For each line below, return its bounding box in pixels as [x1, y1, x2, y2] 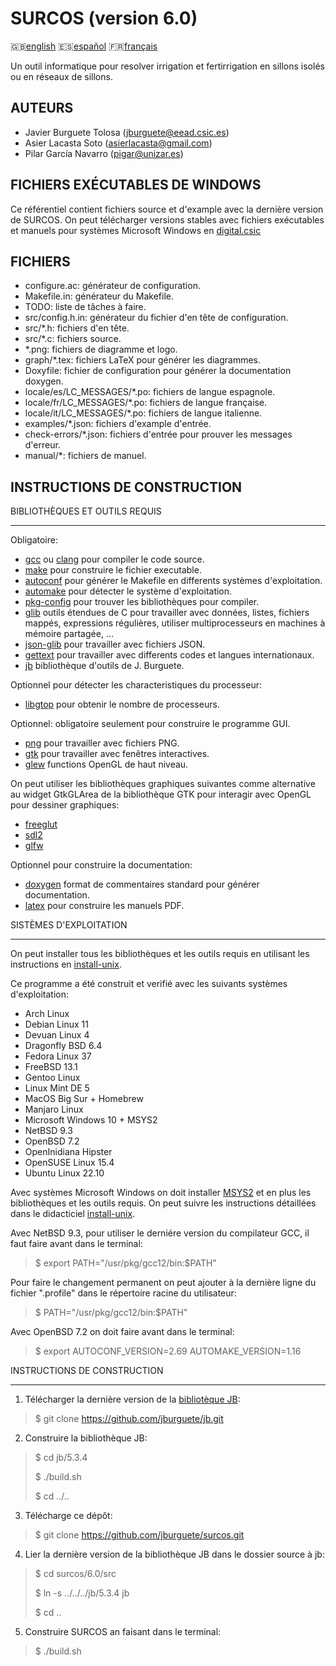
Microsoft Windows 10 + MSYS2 [24, 1114, 158, 1126]
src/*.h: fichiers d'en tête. [24, 322, 130, 334]
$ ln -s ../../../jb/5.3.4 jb [34, 1587, 130, 1599]
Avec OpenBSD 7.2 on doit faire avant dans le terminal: [10, 1326, 235, 1338]
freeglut [24, 818, 58, 831]
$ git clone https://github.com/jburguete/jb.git [34, 1413, 224, 1425]
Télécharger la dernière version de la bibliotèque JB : [24, 1393, 241, 1406]
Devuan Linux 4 [24, 1029, 90, 1041]
